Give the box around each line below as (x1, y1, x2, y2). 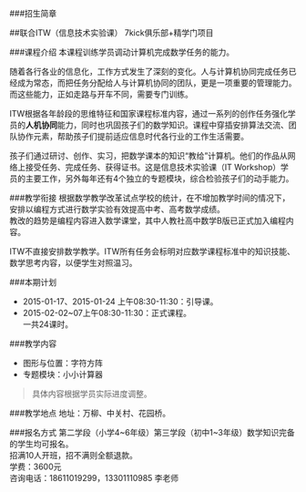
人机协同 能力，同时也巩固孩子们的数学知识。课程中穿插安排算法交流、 (25, 119, 289, 130)
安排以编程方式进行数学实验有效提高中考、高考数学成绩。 (9, 204, 225, 214)
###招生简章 (9, 8, 57, 18)
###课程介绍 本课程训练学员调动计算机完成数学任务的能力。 (9, 46, 235, 57)
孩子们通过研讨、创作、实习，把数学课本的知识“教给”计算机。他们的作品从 (9, 150, 289, 161)
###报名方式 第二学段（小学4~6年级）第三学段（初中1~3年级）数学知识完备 (9, 427, 295, 437)
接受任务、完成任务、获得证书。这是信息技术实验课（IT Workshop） (25, 162, 281, 172)
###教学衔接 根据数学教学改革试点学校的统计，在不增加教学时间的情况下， (9, 192, 291, 203)
